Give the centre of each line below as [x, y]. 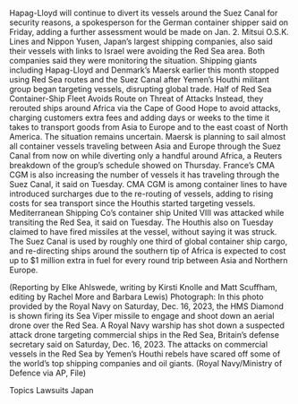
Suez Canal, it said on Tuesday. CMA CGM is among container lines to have [149, 184]
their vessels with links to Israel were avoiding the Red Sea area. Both [137, 51]
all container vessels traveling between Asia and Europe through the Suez [145, 146]
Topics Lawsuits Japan [51, 390]
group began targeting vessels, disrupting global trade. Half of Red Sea [140, 89]
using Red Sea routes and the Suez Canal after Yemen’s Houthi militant [140, 79]
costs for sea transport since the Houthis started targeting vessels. [132, 203]
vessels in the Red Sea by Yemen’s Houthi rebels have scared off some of [145, 354]
